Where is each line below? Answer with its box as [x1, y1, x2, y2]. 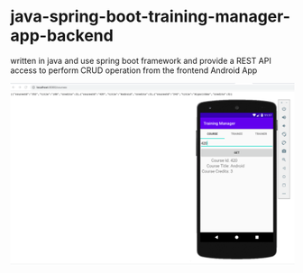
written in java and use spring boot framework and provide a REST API [10, 55, 271, 66]
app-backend [10, 25, 114, 46]
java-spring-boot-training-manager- [10, 6, 291, 27]
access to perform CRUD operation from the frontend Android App [10, 65, 258, 76]
